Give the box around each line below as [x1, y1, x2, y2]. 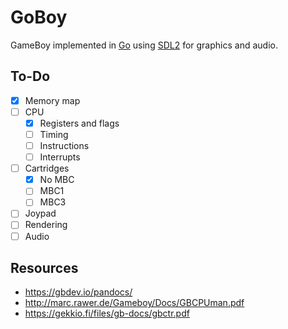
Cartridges [24, 162, 70, 175]
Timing [39, 128, 69, 140]
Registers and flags [39, 117, 120, 129]
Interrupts [39, 151, 81, 163]
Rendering [24, 219, 68, 231]
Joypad [24, 207, 57, 220]
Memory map [24, 94, 81, 106]
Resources [10, 259, 79, 276]
